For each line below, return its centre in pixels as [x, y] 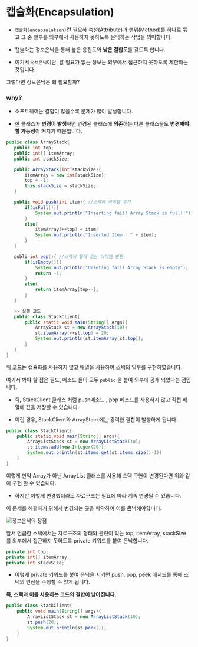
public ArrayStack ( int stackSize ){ [57, 169]
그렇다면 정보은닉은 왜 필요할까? [43, 82]
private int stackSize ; [35, 563]
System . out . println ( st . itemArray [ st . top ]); [89, 339]
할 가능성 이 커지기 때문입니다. [48, 131]
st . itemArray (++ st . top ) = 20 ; [72, 333]
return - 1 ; [48, 273]
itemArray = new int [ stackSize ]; [66, 175]
